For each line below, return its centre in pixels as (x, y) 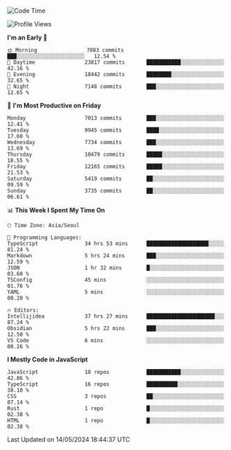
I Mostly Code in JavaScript (48, 359)
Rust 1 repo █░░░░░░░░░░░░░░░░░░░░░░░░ (116, 408)
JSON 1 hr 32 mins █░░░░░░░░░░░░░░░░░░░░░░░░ (116, 268)
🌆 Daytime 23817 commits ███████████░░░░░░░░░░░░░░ (116, 62)
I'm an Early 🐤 (27, 37)
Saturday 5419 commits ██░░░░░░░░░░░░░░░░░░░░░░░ (116, 179)
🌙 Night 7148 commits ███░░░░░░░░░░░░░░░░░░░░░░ (116, 87)
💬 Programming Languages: (44, 237)
